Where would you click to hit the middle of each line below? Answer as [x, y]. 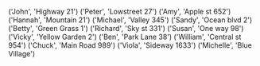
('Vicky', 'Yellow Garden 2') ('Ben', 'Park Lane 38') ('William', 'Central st [125, 37]
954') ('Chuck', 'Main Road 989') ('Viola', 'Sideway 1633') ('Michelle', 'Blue [130, 45]
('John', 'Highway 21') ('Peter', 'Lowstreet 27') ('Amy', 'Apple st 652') [120, 12]
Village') [22, 54]
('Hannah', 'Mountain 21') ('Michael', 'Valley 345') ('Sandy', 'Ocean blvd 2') [130, 20]
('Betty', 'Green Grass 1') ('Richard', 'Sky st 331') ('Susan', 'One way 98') [126, 28]
